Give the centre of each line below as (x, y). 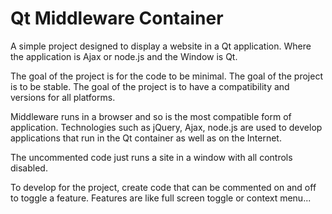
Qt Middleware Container (117, 18)
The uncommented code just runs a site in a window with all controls (151, 157)
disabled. (29, 168)
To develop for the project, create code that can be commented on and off (163, 187)
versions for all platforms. (63, 97)
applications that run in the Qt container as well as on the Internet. (146, 138)
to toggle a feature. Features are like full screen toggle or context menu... (161, 198)
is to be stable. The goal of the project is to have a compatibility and (150, 86)
